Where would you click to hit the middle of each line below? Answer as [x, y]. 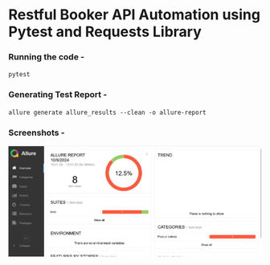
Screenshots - [37, 132]
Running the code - [47, 57]
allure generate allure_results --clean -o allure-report [107, 112]
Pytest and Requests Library [105, 32]
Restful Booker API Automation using [135, 15]
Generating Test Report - [58, 95]
